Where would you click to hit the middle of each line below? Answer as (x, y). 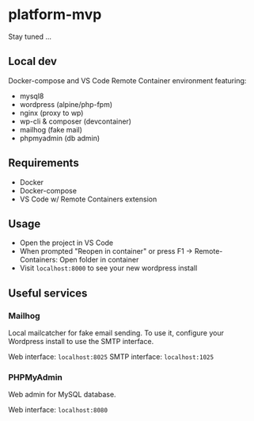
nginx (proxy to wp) (51, 113)
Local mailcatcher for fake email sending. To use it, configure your (116, 333)
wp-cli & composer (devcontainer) (76, 121)
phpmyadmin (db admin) (60, 138)
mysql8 (32, 96)
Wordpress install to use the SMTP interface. (81, 342)
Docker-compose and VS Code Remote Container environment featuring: (127, 80)
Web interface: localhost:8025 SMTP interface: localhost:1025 (111, 357)
